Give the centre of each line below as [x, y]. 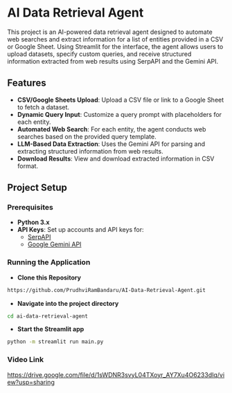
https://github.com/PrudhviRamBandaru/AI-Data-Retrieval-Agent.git [107, 290]
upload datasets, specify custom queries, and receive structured [99, 54]
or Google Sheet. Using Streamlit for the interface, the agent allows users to [115, 46]
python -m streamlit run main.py [55, 342]
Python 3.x [33, 222]
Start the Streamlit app [51, 329]
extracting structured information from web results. [90, 151]
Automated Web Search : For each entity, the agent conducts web [111, 129]
